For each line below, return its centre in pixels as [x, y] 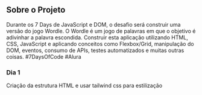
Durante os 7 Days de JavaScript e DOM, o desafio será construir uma [93, 24]
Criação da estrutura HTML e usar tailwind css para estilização [84, 86]
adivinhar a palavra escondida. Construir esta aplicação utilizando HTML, [97, 37]
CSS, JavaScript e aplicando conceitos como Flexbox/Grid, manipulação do [100, 44]
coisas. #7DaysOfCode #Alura [44, 56]
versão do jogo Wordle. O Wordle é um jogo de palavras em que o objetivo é [101, 31]
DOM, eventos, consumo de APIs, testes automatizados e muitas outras [95, 50]
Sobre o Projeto [36, 10]
